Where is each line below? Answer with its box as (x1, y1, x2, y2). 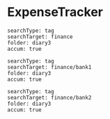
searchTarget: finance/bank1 (7, 63, 92, 70)
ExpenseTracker (7, 4, 103, 20)
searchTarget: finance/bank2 (7, 94, 92, 101)
